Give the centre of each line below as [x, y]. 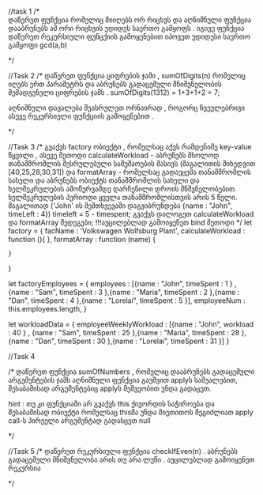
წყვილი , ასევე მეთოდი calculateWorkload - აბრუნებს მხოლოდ [114, 155]
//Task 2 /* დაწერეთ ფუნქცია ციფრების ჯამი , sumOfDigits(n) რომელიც [127, 76]
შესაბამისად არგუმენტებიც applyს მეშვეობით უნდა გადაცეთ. [110, 388]
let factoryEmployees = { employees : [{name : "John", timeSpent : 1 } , [122, 283]
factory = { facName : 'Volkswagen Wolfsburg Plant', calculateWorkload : [127, 231]
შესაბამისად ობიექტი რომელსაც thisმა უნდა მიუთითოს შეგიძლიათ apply [131, 412]
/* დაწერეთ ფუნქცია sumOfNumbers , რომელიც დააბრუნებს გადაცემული [131, 372]
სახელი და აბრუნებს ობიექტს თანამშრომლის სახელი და [104, 180]
